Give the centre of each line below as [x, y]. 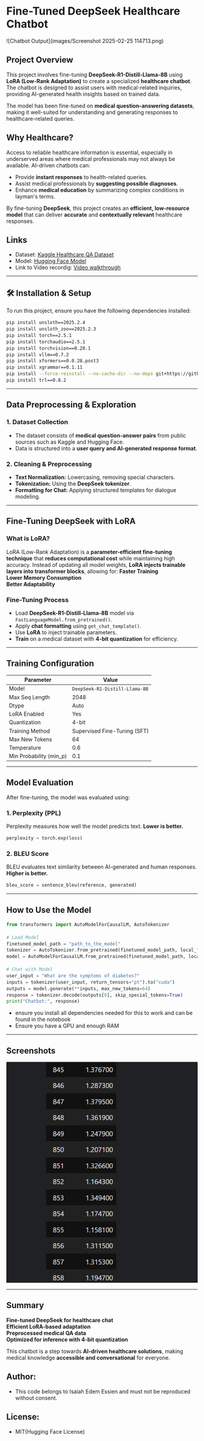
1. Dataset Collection [37, 422]
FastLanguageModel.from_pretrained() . [63, 619]
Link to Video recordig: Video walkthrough [68, 268]
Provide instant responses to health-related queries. [81, 177]
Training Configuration [50, 664]
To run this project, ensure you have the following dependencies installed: [99, 311]
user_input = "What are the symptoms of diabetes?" [73, 975]
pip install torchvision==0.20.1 [49, 348]
